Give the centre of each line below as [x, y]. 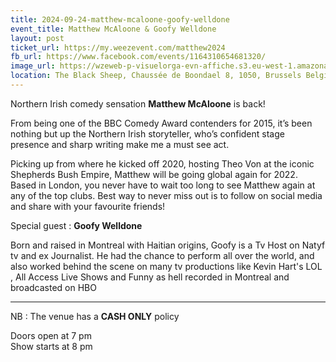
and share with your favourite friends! [88, 206]
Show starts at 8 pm [51, 346]
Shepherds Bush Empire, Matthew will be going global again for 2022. [154, 174]
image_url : [33, 66]
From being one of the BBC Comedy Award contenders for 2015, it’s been [161, 123]
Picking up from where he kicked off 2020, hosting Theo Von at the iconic [162, 163]
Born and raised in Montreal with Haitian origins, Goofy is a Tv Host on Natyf [168, 245]
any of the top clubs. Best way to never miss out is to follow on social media [166, 195]
